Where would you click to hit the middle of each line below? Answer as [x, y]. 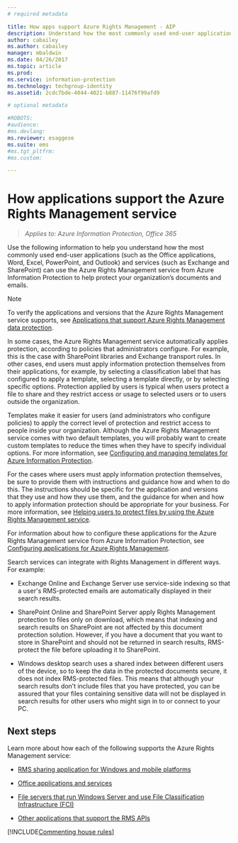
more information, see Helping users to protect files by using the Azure [111, 512]
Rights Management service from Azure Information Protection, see [106, 541]
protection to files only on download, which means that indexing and [117, 620]
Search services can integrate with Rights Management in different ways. [114, 562]
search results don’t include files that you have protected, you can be [119, 686]
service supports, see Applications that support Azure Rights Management [116, 320]
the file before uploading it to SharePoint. [100, 650]
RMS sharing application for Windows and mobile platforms [104, 769]
